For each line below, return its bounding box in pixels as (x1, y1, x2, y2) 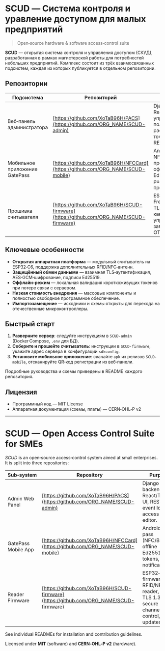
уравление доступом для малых (5, 13, 146, 25)
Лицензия (5, 388, 37, 396)
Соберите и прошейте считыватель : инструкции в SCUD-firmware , (12, 343, 151, 349)
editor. (142, 517, 158, 524)
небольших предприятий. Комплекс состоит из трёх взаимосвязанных (5, 60, 154, 66)
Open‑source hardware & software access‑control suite (17, 40, 130, 46)
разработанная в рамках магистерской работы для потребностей (5, 55, 144, 60)
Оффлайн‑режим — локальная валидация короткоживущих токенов (12, 280, 158, 285)
